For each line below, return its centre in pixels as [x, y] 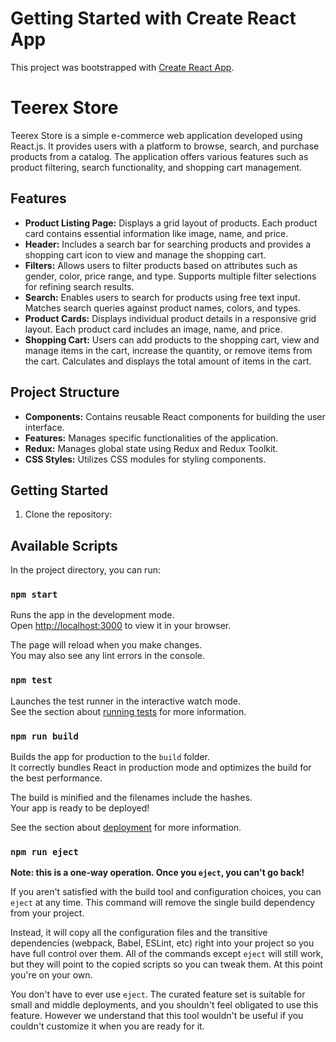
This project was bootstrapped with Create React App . [122, 67]
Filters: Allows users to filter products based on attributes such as [161, 265]
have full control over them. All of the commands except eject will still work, [167, 954]
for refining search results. [79, 286]
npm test [31, 680]
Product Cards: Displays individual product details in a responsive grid [170, 318]
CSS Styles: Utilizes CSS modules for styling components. [145, 459]
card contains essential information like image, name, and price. [156, 233]
